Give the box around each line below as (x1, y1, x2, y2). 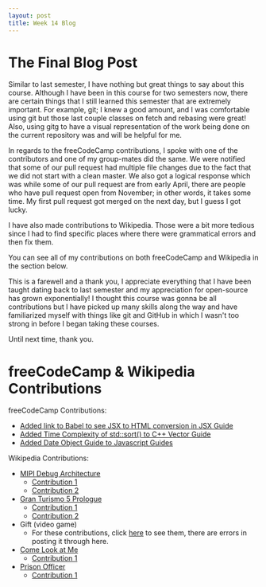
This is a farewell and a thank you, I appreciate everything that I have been (8, 276, 252, 287)
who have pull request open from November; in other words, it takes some (8, 188, 252, 198)
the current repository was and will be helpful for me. (8, 131, 183, 140)
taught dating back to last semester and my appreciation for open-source (8, 285, 249, 295)
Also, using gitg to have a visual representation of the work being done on (8, 122, 250, 131)
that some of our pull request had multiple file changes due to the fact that (8, 162, 252, 172)
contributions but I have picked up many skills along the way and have (8, 302, 238, 311)
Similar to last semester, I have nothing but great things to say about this (8, 80, 245, 89)
